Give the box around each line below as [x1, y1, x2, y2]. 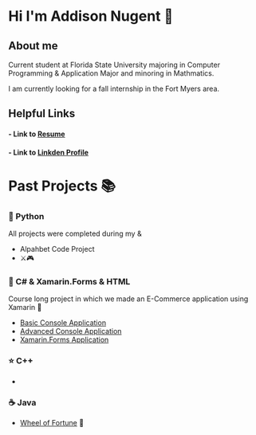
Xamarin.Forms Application [19, 335, 109, 345]
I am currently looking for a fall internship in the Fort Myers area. [8, 84, 220, 93]
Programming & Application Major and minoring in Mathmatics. [8, 69, 215, 78]
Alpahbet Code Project [19, 245, 95, 254]
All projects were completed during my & [8, 229, 142, 238]
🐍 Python [8, 210, 45, 221]
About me [8, 39, 58, 53]
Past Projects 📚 [8, 177, 116, 194]
